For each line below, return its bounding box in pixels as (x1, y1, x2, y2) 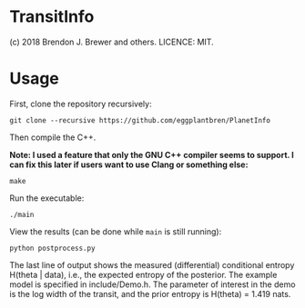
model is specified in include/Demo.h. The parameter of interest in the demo (9, 279, 296, 290)
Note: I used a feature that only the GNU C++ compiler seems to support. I (9, 149, 294, 160)
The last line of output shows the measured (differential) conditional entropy (9, 259, 295, 270)
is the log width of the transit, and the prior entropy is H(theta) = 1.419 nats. (9, 288, 291, 299)
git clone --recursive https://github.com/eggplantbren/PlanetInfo (9, 115, 271, 124)
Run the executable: (9, 193, 85, 204)
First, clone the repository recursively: (9, 98, 152, 109)
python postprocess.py (9, 243, 96, 253)
